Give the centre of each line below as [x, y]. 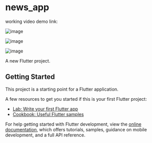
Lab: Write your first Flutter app [45, 109]
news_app [27, 7]
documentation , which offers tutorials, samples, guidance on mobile [76, 129]
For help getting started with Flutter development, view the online [73, 124]
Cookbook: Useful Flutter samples [48, 114]
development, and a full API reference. [45, 135]
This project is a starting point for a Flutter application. [62, 89]
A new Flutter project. [28, 61]
